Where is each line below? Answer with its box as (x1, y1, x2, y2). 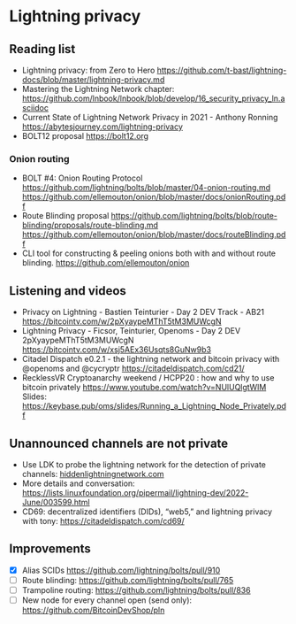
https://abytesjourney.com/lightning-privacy (21, 121, 184, 132)
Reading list (9, 42, 76, 57)
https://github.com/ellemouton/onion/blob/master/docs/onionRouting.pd (21, 192, 286, 203)
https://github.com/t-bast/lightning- (156, 65, 287, 75)
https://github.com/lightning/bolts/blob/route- (110, 211, 278, 221)
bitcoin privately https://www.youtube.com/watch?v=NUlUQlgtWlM (21, 382, 267, 393)
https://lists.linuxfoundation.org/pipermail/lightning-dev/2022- (21, 487, 249, 497)
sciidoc (21, 103, 49, 112)
